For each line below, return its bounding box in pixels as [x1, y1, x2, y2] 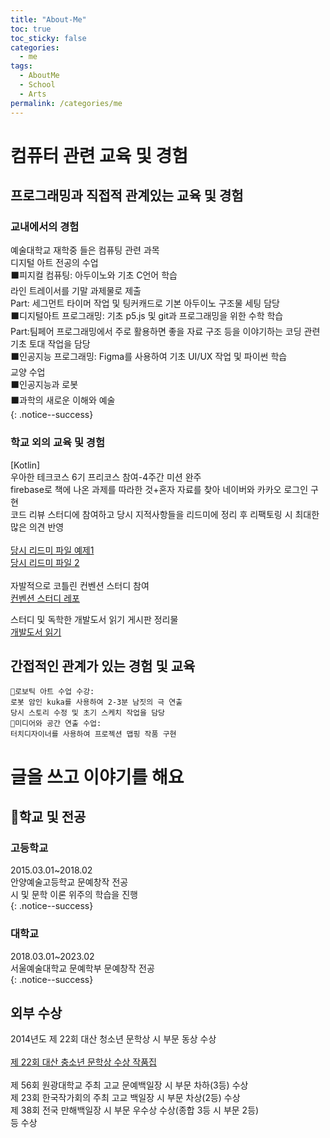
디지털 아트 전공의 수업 [10, 257, 99, 269]
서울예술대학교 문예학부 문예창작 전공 [10, 962, 155, 974]
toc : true [10, 24, 52, 34]
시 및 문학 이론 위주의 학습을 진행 [10, 889, 138, 901]
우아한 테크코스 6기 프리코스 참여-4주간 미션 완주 [10, 471, 202, 483]
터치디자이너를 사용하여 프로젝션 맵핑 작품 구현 [10, 729, 177, 740]
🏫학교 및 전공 [10, 809, 87, 826]
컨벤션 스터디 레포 [10, 592, 80, 604]
